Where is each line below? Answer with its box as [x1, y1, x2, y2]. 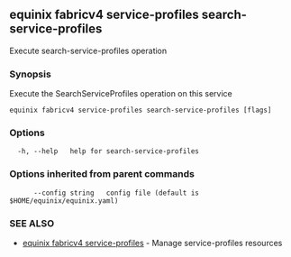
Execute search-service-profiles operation [9, 45, 168, 56]
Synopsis [9, 68, 51, 80]
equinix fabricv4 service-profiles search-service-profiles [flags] [9, 106, 272, 115]
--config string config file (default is [32, 188, 200, 197]
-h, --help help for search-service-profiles [17, 147, 200, 156]
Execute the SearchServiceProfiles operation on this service [9, 88, 232, 99]
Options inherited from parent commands [9, 168, 196, 180]
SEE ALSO [9, 216, 55, 229]
